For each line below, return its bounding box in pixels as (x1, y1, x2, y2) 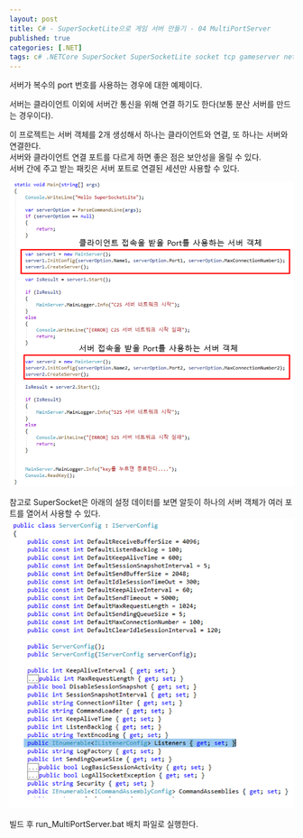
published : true (9, 33, 70, 42)
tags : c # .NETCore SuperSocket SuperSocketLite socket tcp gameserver (9, 52, 280, 62)
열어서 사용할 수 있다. (25, 508, 101, 519)
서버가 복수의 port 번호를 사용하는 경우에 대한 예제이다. (9, 79, 203, 90)
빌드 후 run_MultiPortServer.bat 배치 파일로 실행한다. (9, 819, 198, 830)
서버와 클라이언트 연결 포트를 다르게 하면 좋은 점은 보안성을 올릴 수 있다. (9, 152, 262, 162)
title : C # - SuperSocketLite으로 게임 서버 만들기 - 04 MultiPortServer (9, 23, 271, 33)
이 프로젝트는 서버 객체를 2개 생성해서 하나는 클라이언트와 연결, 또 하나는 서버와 (9, 129, 289, 140)
